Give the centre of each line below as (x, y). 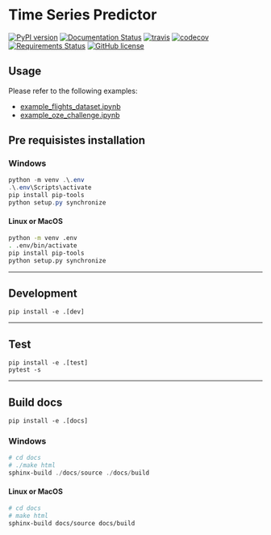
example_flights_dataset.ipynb (70, 106)
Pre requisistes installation (77, 140)
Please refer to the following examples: (73, 91)
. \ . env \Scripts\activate (50, 187)
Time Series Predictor (83, 15)
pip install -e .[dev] (46, 312)
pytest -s (25, 370)
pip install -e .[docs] (48, 421)
